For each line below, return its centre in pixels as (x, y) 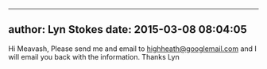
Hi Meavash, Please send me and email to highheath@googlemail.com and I (132, 49)
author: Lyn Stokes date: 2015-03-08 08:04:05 (128, 29)
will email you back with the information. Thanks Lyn (94, 56)
